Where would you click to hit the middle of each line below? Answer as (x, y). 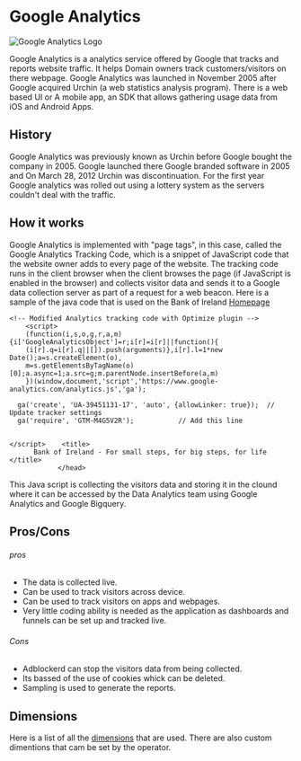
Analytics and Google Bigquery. (68, 503)
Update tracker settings (56, 412)
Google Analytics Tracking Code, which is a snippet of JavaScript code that (149, 254)
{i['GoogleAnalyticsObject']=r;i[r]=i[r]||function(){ (114, 342)
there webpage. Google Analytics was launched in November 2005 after (143, 77)
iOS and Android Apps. (52, 106)
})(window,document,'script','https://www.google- (122, 381)
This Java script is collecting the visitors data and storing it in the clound (143, 484)
